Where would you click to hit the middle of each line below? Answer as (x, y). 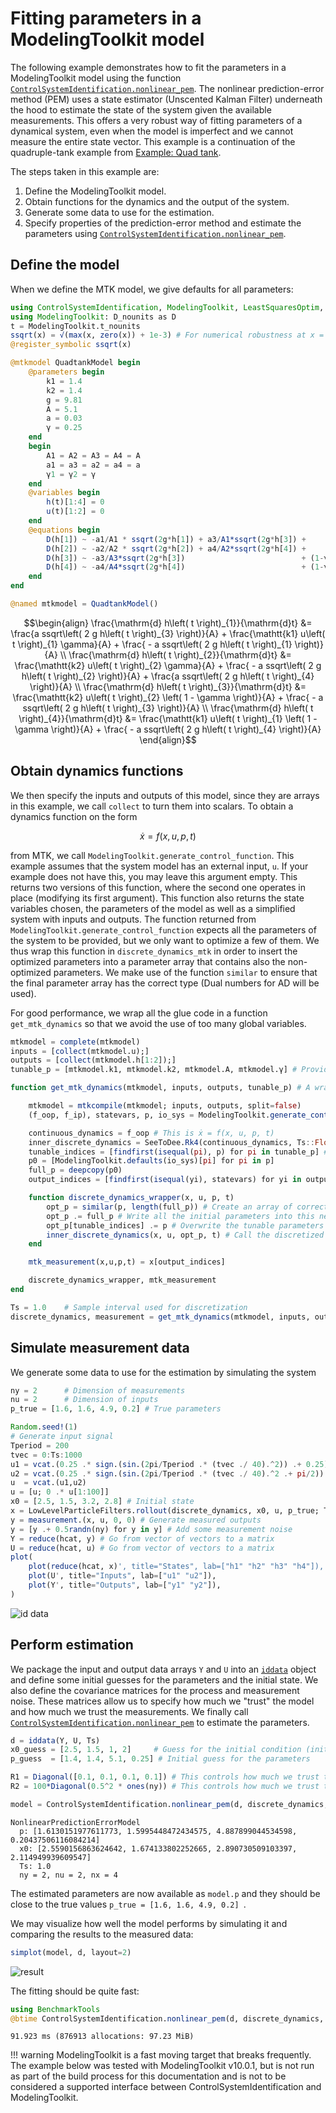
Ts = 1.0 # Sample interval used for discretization (129, 1307)
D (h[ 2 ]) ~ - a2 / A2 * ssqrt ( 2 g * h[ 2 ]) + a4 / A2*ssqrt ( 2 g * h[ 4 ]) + (176, 548)
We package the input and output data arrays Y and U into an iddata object (163, 1669)
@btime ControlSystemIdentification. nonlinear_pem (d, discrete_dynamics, (167, 2018)
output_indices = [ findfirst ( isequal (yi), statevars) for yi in (165, 1180)
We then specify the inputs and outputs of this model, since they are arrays (165, 795)
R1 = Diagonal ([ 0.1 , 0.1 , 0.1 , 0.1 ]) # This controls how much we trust (165, 1777)
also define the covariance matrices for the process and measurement (155, 1690)
